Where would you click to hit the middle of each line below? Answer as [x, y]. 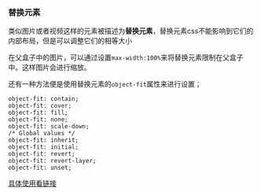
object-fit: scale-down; [49, 127]
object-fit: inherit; [44, 140]
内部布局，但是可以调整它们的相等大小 [70, 41]
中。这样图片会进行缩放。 [50, 68]
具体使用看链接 [32, 183]
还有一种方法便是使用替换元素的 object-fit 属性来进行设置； [105, 84]
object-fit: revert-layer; [52, 161]
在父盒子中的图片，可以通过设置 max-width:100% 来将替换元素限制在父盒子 [126, 57]
